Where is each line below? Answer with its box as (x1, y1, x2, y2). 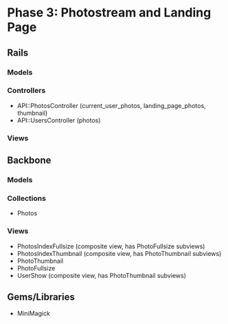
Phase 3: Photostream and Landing (7, 5, 212, 21)
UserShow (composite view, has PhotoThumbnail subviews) (16, 271, 187, 279)
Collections (7, 193, 47, 203)
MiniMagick (16, 310, 50, 318)
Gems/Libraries (7, 291, 76, 303)
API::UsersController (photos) (16, 116, 101, 125)
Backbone (7, 155, 52, 166)
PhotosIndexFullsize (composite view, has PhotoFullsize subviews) (16, 242, 205, 250)
